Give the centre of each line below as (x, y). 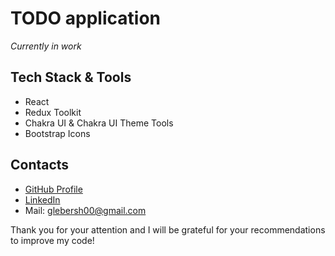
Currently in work (46, 46)
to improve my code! (52, 240)
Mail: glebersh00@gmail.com (85, 210)
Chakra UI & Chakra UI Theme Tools (99, 123)
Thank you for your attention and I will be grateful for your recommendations (168, 229)
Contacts (40, 165)
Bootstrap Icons (57, 133)
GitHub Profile (53, 189)
